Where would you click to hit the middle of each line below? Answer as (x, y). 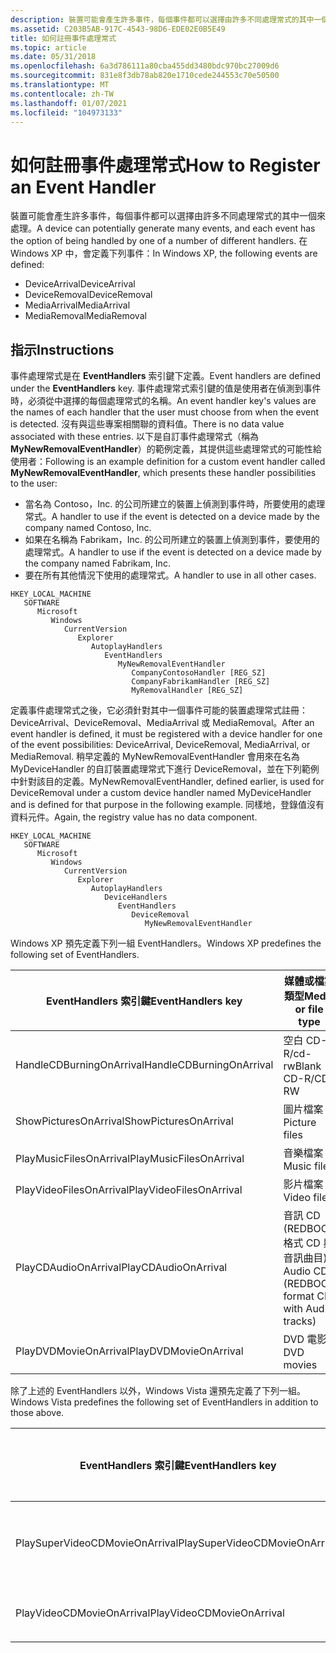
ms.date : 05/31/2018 (53, 57)
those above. (37, 1413)
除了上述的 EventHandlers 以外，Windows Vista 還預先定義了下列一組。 (158, 1391)
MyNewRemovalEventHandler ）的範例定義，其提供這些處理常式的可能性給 (166, 449)
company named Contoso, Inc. (88, 528)
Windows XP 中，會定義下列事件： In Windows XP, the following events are (164, 253)
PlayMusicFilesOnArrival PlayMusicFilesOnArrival (130, 1159)
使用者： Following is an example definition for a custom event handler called (168, 462)
